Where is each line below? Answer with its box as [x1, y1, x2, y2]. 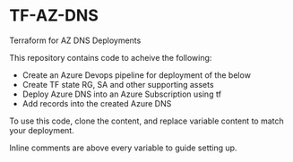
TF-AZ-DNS [9, 5, 99, 26]
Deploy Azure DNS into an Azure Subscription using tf [22, 89, 222, 99]
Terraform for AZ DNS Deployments [9, 35, 142, 46]
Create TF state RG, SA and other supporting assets [22, 79, 214, 90]
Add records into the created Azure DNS [22, 98, 172, 108]
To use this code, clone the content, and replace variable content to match [9, 115, 284, 126]
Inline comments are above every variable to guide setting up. [9, 142, 237, 153]
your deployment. [9, 124, 74, 135]
